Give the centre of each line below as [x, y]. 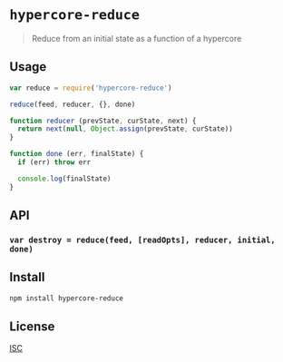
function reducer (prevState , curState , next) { [103, 121]
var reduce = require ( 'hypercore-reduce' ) [91, 88]
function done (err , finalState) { [77, 154]
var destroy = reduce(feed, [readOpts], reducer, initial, [142, 240]
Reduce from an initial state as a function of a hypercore [137, 38]
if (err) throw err [54, 162]
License [32, 327]
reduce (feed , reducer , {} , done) [73, 104]
